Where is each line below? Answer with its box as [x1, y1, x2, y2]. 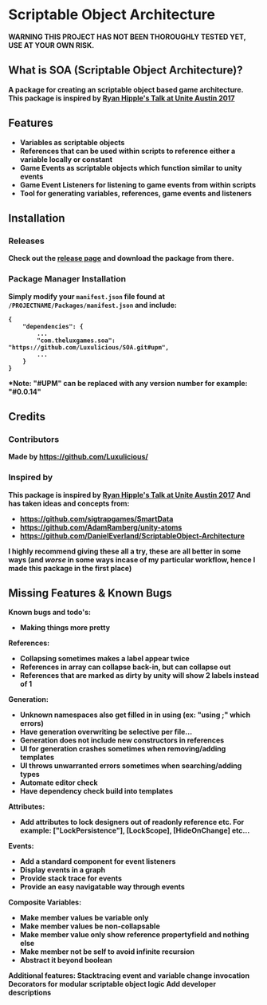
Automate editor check [19, 778, 98, 787]
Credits [8, 409, 46, 424]
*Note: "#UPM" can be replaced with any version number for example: [8, 378, 249, 388]
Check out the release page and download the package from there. [8, 254, 234, 263]
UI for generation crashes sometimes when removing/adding [19, 744, 226, 754]
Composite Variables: [8, 897, 82, 907]
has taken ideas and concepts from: [8, 499, 130, 508]
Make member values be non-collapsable [19, 921, 161, 931]
